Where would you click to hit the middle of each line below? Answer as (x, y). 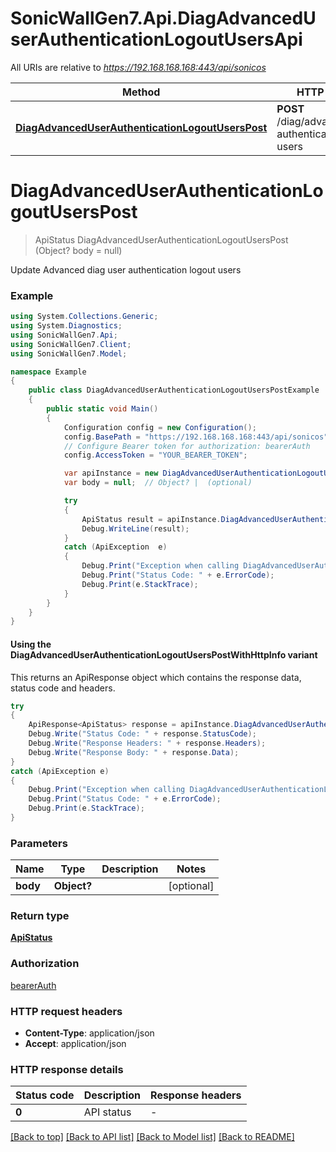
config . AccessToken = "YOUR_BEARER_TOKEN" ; (155, 455)
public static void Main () (102, 409)
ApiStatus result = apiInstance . (151, 519)
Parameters (39, 843)
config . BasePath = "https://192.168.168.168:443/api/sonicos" (196, 437)
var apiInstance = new (111, 473)
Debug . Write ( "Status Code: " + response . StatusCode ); (142, 734)
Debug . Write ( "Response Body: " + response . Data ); (134, 752)
